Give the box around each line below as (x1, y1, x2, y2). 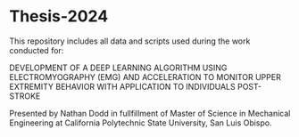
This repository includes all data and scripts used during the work (9, 36, 251, 46)
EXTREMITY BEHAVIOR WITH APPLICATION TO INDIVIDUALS (9, 81, 237, 92)
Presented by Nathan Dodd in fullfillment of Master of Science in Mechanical (9, 108, 291, 118)
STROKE (9, 91, 41, 101)
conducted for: (9, 44, 64, 55)
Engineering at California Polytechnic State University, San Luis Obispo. (9, 117, 272, 128)
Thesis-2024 (9, 6, 109, 27)
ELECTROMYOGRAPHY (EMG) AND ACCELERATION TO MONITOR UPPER (9, 71, 281, 82)
